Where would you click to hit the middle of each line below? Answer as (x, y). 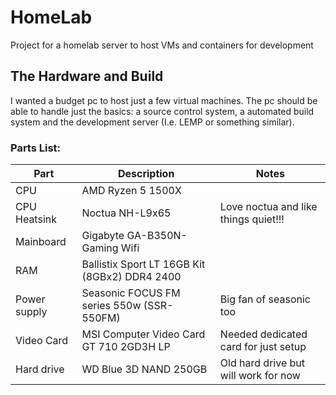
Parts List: (36, 148)
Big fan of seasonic (265, 299)
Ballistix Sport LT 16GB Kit (143, 264)
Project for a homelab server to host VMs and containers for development (162, 45)
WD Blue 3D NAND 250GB (144, 369)
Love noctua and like (268, 207)
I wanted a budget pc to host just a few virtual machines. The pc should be (164, 100)
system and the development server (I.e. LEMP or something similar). (152, 122)
